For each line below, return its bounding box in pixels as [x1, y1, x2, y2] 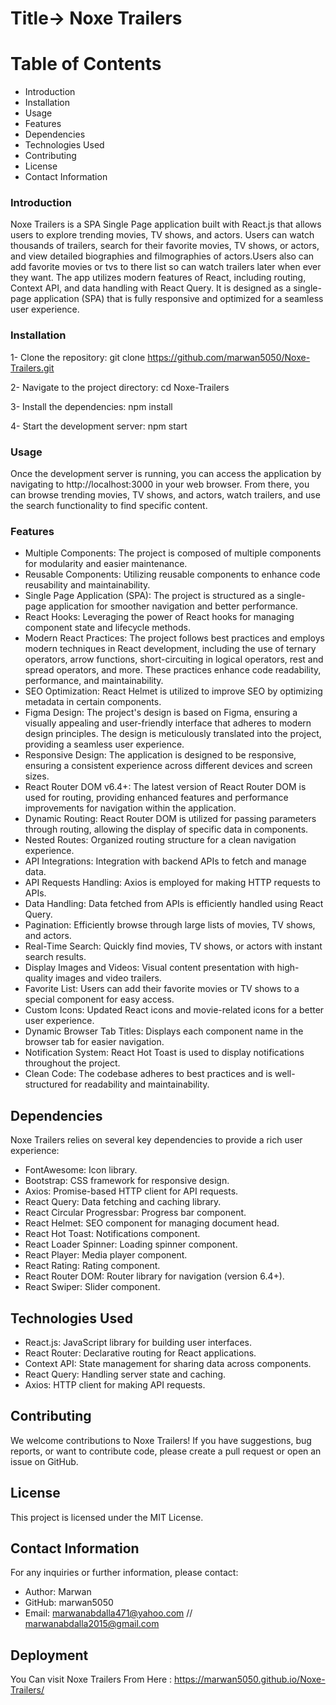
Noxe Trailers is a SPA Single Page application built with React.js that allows [10, 218, 322, 231]
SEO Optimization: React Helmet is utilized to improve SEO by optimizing [24, 685, 323, 697]
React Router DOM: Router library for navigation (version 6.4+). [24, 1270, 285, 1282]
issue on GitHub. [10, 1455, 79, 1467]
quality [24, 972, 54, 984]
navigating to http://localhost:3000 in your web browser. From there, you [10, 478, 310, 491]
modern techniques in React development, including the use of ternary [24, 643, 317, 655]
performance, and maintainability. [24, 675, 164, 687]
